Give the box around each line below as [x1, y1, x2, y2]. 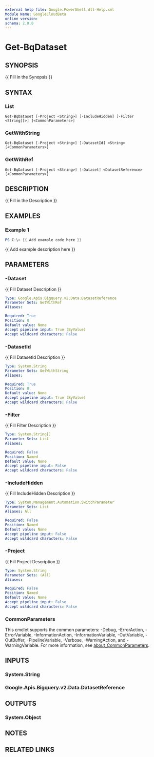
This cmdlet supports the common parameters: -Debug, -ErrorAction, [5, 627, 145, 633]
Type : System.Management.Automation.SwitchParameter [5, 500, 115, 505]
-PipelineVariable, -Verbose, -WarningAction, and [26, 637, 126, 643]
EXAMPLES [5, 212, 40, 220]
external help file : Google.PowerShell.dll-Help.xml [5, 7, 115, 12]
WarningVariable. [5, 642, 40, 648]
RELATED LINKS [5, 745, 55, 754]
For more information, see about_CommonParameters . [40, 642, 150, 648]
